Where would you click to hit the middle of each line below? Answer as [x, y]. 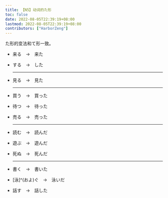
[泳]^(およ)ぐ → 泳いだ [38, 180]
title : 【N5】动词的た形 [28, 10]
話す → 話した [30, 190]
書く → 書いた [30, 169]
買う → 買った [30, 95]
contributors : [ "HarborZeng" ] [37, 29]
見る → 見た [28, 80]
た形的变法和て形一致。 [29, 44]
